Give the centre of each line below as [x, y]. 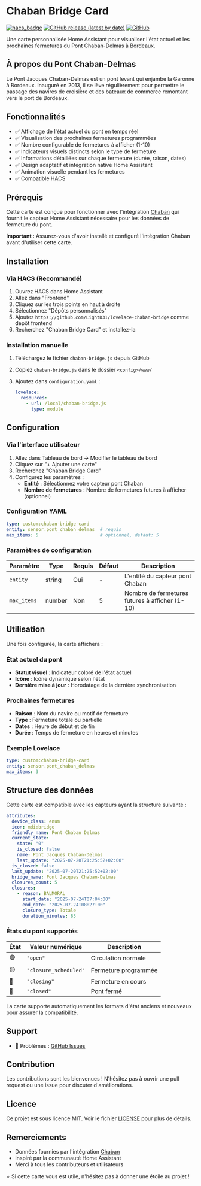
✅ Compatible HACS [40, 178]
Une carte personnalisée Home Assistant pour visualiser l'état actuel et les [98, 39]
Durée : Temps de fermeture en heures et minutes [77, 733]
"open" [36, 958]
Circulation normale [118, 958]
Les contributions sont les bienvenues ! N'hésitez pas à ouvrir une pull [93, 1079]
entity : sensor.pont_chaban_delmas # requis [64, 529]
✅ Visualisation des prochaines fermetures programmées [86, 138]
